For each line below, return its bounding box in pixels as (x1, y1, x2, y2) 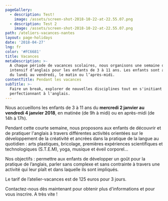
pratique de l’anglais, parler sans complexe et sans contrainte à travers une (5, 161, 160, 167)
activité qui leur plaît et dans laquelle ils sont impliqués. (5, 166, 119, 172)
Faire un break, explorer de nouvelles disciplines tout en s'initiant (9, 86, 162, 91)
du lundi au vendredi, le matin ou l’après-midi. (9, 72, 115, 77)
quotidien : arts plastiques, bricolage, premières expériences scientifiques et (5, 141, 163, 147)
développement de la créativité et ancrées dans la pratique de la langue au (5, 135, 159, 141)
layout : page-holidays (5, 35, 52, 40)
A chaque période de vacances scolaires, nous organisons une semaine (9, 63, 160, 68)
